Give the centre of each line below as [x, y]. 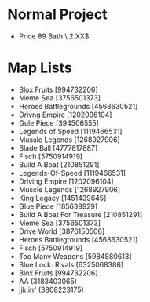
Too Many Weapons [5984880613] [75, 256]
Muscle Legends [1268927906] [70, 189]
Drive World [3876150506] [62, 231]
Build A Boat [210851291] [59, 164]
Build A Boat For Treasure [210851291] [80, 214]
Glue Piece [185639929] [58, 206]
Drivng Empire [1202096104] [65, 115]
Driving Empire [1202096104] [66, 181]
